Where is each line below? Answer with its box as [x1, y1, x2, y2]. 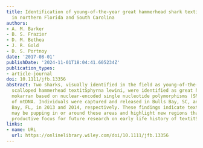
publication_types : [6, 65, 56, 71]
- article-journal [6, 71, 53, 77]
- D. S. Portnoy [6, 48, 47, 54]
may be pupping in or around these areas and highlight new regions [11, 110, 188, 116]
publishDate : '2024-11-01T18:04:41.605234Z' [6, 59, 120, 65]
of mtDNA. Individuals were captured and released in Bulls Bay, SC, [11, 98, 190, 105]
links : [6, 121, 23, 127]
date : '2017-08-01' [6, 54, 56, 60]
